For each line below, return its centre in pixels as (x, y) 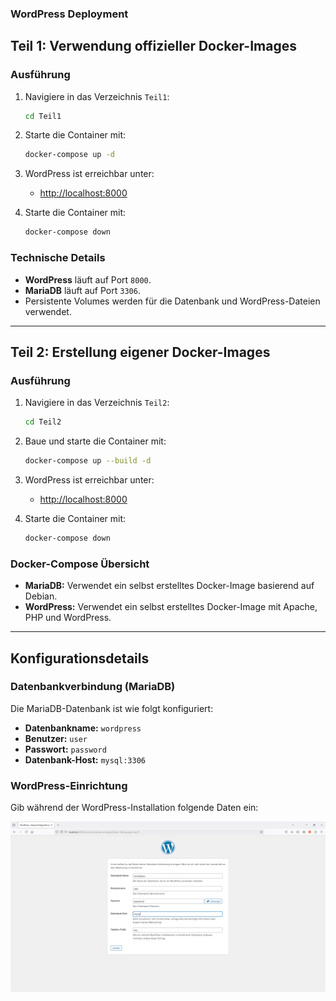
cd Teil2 (43, 422)
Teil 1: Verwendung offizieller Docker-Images (153, 46)
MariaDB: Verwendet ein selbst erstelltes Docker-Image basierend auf (169, 586)
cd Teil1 (43, 116)
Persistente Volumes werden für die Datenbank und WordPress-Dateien (172, 301)
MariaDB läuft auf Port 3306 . (82, 290)
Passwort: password (65, 749)
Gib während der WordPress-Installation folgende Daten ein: (134, 808)
